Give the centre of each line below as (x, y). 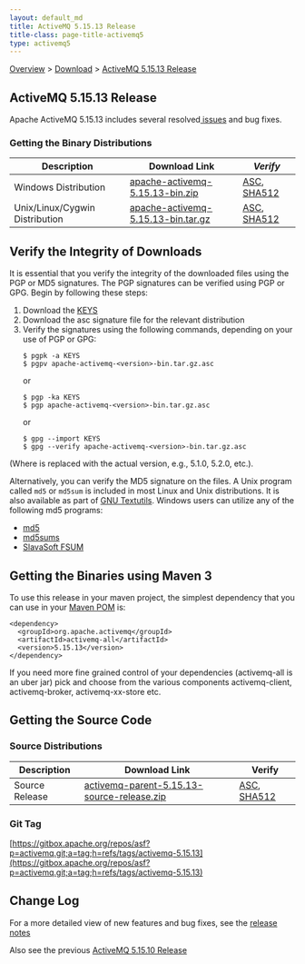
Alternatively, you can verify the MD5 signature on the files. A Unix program (151, 482)
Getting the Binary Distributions (81, 143)
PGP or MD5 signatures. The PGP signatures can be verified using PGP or (147, 283)
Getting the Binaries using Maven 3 (111, 576)
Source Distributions (56, 746)
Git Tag (26, 823)
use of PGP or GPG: (59, 339)
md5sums (41, 538)
